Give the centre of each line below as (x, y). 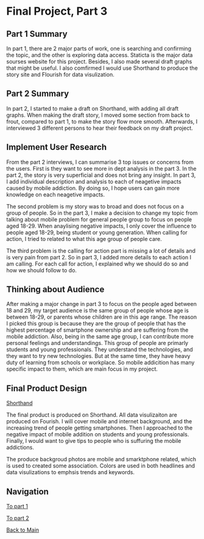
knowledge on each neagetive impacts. (56, 195)
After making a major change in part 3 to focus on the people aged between (101, 304)
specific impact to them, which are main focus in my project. (82, 369)
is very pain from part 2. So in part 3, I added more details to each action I (99, 257)
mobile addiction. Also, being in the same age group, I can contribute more (100, 336)
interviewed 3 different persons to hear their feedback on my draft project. (100, 128)
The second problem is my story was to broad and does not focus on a (95, 206)
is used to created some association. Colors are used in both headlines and (101, 466)
